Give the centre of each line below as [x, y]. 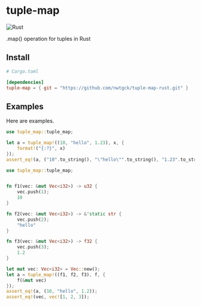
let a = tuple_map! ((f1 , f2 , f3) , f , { [56, 274]
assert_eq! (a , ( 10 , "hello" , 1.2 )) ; [52, 292]
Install [18, 58]
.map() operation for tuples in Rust [48, 38]
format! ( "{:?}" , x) [41, 148]
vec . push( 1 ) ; [33, 192]
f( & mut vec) [32, 280]
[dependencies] [25, 82]
